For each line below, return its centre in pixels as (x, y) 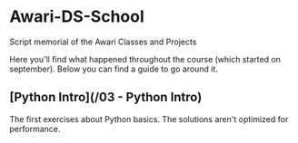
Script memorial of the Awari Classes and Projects (103, 42)
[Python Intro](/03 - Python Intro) (106, 97)
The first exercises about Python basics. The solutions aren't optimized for (149, 119)
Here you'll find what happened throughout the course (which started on (145, 59)
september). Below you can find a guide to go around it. (114, 69)
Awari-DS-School (77, 17)
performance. (35, 129)
